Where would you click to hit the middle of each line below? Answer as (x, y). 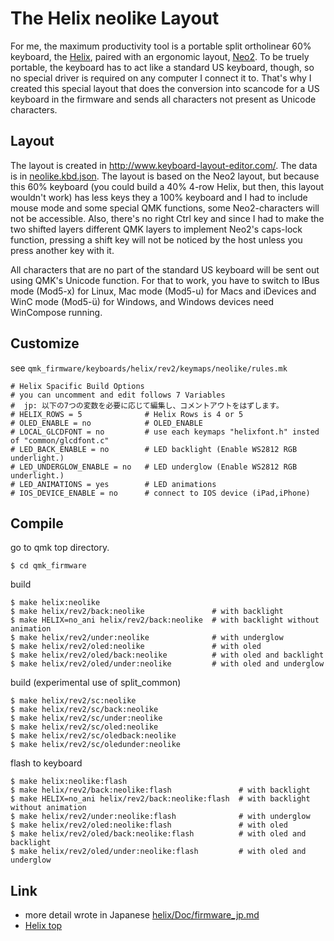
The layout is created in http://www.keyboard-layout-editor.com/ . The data (164, 165)
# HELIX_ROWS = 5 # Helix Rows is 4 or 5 (127, 414)
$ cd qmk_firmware (48, 566)
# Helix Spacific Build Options (77, 386)
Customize (45, 343)
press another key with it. (62, 250)
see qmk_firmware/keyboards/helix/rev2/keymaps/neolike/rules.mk (149, 368)
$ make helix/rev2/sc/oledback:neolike (93, 736)
